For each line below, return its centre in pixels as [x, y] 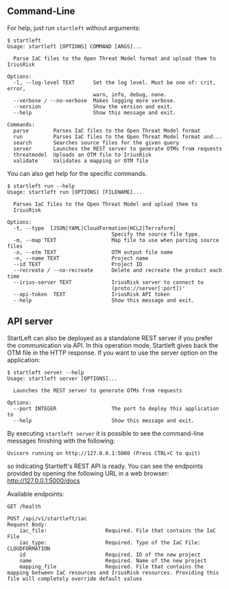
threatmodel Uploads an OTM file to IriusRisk [83, 155]
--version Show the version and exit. [93, 107]
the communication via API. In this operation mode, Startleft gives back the [113, 345]
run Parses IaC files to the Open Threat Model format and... [118, 137]
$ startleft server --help [46, 373]
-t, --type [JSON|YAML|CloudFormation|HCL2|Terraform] [95, 228]
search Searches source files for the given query [96, 143]
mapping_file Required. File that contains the [112, 566]
